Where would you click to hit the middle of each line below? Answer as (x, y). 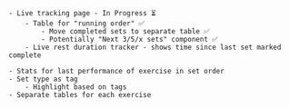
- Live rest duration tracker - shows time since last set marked (153, 47)
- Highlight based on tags (76, 87)
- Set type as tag (43, 79)
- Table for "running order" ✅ (85, 24)
